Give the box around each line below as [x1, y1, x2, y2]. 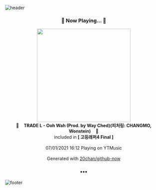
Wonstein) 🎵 [69, 128, 99, 134]
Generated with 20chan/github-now [47, 156, 121, 162]
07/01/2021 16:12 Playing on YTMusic [45, 145, 122, 151]
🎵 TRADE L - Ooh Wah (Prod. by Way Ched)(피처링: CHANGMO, [15, 123, 152, 129]
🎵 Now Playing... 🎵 [61, 17, 107, 24]
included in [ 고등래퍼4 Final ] [54, 134, 114, 140]
